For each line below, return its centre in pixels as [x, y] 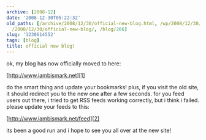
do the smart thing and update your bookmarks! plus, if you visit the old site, [103, 87]
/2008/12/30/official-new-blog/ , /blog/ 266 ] [70, 29]
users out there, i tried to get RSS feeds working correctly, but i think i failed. [103, 100]
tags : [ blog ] [23, 40]
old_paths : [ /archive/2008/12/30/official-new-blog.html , [82, 23]
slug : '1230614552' [31, 35]
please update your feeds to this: [48, 106]
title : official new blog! [41, 46]
